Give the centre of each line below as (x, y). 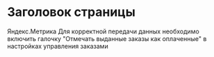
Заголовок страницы (71, 12)
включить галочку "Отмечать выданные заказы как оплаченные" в (107, 38)
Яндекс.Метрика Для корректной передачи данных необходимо (103, 31)
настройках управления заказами (58, 46)
